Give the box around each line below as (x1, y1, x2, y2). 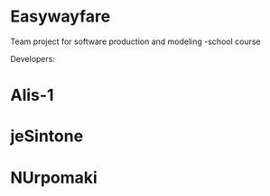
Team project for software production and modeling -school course (10, 36, 261, 47)
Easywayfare (10, 6, 111, 27)
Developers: (10, 53, 55, 64)
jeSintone (10, 126, 84, 147)
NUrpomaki (10, 167, 98, 188)
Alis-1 (10, 85, 54, 105)
